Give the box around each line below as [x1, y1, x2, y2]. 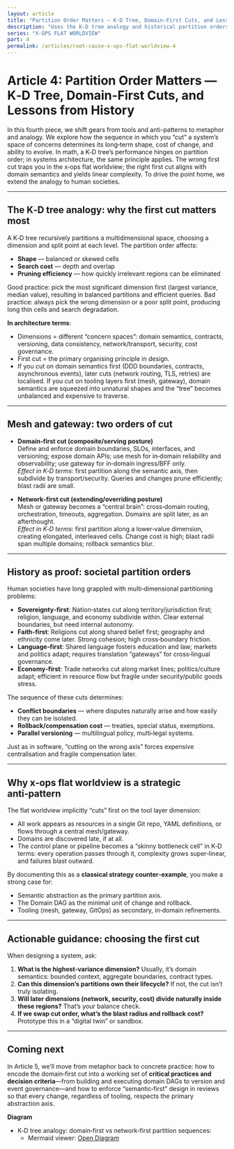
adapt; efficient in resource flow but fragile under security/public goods [17, 672, 223, 681]
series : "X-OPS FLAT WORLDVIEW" [7, 29, 101, 37]
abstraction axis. [7, 1099, 55, 1107]
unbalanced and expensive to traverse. [17, 392, 130, 400]
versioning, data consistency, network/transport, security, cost [17, 339, 198, 348]
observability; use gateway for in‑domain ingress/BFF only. [17, 459, 187, 468]
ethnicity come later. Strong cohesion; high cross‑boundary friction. [17, 635, 212, 644]
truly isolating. [17, 987, 58, 995]
